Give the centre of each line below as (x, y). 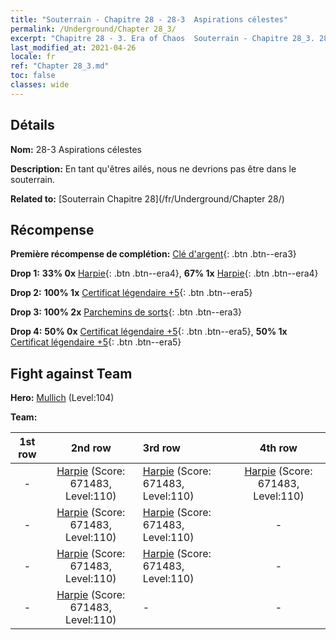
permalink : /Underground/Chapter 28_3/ (93, 29)
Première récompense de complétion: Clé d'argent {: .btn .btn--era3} (153, 254)
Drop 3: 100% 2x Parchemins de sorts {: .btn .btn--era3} (126, 312)
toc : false (33, 76)
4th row (278, 448)
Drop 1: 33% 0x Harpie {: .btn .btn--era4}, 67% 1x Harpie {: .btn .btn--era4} (164, 273)
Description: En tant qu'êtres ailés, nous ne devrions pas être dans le (153, 168)
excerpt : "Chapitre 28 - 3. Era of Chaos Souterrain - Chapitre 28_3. (162, 38)
